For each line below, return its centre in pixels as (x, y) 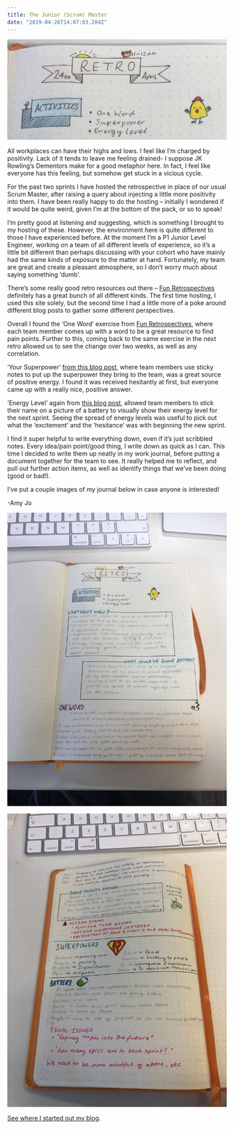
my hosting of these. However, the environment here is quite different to (110, 230)
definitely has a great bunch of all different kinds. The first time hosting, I (111, 295)
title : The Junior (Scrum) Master (57, 15)
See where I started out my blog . (54, 1118)
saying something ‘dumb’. (44, 274)
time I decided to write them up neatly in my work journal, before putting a (114, 453)
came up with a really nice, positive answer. (70, 389)
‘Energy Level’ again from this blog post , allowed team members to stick (110, 402)
